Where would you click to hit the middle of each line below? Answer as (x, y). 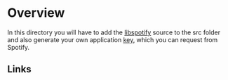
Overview (36, 13)
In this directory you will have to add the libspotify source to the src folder (114, 32)
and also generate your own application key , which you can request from (113, 39)
